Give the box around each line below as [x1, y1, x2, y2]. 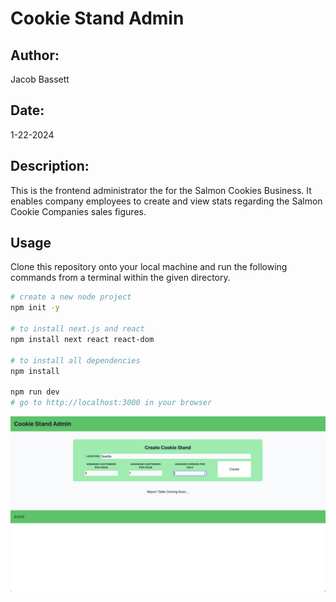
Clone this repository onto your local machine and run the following [10, 261, 288, 273]
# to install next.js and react [10, 324, 145, 334]
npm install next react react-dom [10, 334, 155, 344]
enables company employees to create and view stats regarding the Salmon [10, 195, 323, 207]
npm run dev [10, 387, 60, 397]
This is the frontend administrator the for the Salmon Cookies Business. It [10, 184, 312, 196]
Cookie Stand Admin [10, 7, 185, 30]
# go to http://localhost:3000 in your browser [10, 398, 213, 408]
